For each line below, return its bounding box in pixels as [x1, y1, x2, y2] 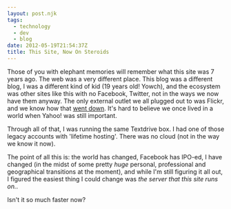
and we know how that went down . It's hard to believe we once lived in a [7, 104, 214, 112]
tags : [7, 17, 23, 23]
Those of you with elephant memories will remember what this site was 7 [7, 67, 215, 76]
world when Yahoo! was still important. [7, 111, 117, 119]
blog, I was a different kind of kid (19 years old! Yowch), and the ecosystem [7, 82, 221, 90]
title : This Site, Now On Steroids [7, 49, 110, 56]
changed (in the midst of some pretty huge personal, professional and [7, 160, 206, 168]
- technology [13, 23, 51, 30]
